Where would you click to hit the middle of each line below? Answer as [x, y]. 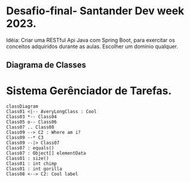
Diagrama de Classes [46, 65]
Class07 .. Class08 [30, 127]
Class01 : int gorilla [34, 169]
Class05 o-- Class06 [32, 122]
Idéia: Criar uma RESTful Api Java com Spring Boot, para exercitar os [91, 40]
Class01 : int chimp [32, 164]
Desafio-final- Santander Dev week [95, 11]
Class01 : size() [28, 159]
